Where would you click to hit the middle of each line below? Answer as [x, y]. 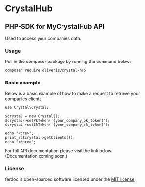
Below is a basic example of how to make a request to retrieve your [72, 93]
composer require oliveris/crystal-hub [46, 71]
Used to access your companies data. [43, 38]
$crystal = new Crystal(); [32, 116]
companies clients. [24, 99]
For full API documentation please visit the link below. [59, 151]
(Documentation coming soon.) [36, 156]
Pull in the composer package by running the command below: [68, 62]
